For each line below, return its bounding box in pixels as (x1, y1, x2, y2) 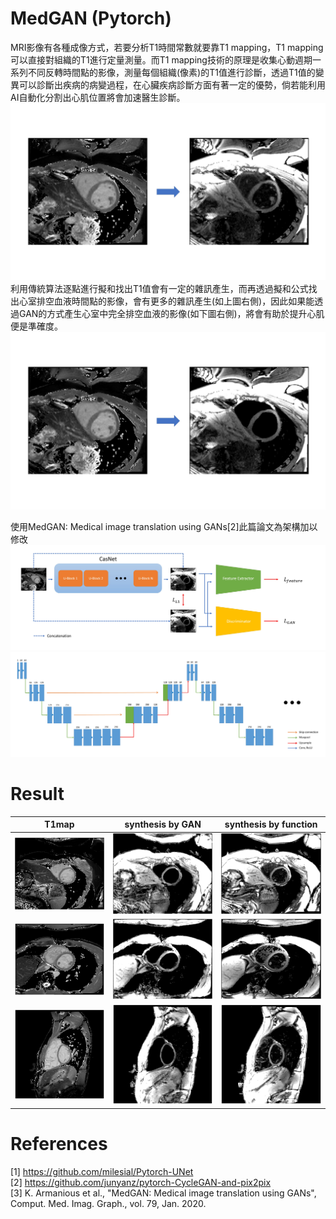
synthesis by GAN (124, 818, 202, 831)
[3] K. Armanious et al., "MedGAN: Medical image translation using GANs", (10, 1187, 317, 1199)
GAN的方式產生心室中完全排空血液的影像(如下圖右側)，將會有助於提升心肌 (18, 308, 325, 320)
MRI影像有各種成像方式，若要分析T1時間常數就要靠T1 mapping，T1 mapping (10, 41, 324, 53)
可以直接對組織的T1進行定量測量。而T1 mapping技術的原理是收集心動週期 (10, 53, 313, 66)
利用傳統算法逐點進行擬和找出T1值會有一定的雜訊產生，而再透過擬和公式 (10, 283, 309, 295)
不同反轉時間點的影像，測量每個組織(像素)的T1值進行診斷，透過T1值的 (27, 66, 316, 78)
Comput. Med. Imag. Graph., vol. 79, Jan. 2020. (10, 1197, 207, 1209)
